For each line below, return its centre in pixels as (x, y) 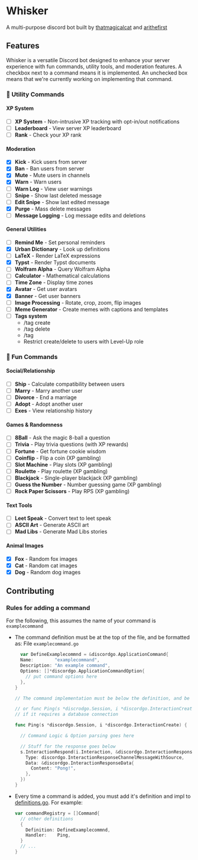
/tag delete (37, 329)
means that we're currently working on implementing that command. (90, 79)
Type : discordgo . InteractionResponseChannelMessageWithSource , (105, 757)
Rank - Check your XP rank (48, 135)
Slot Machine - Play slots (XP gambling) (64, 464)
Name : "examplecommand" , (60, 660)
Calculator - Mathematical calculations (62, 276)
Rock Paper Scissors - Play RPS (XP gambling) (72, 491)
